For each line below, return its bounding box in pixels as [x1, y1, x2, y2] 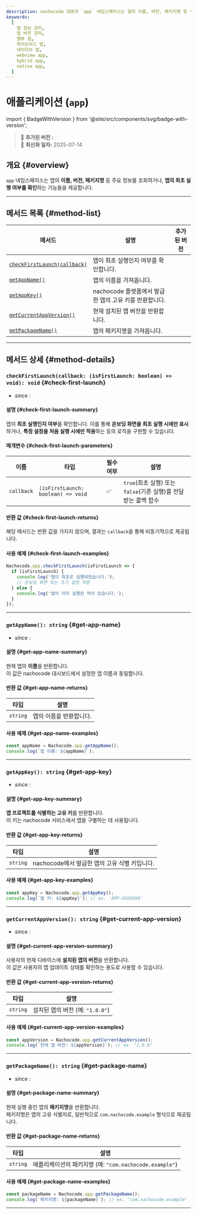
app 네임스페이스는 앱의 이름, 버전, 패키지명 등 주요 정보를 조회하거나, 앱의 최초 [6, 177, 185, 184]
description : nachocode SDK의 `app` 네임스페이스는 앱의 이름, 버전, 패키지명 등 [6, 8, 188, 15]
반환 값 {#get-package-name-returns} [6, 1132, 100, 1139]
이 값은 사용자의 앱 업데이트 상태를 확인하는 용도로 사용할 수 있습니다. [6, 964, 164, 971]
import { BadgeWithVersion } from [6, 116, 88, 123]
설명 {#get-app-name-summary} [6, 648, 88, 655]
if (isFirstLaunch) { [11, 569, 64, 575]
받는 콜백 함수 [123, 496, 159, 504]
